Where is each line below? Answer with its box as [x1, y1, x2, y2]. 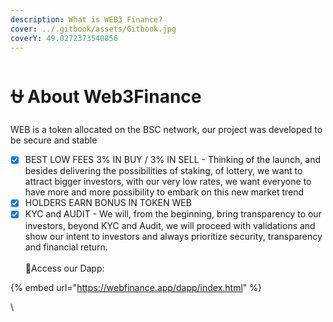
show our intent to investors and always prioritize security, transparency [24, 230, 323, 242]
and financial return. [24, 241, 108, 253]
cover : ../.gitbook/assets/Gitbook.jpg [10, 24, 177, 34]
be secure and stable [10, 134, 98, 146]
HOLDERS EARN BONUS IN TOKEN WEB [24, 197, 192, 209]
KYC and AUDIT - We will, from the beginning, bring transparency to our [24, 208, 322, 220]
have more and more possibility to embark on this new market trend [24, 186, 305, 198]
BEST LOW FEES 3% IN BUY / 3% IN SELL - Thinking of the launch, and [24, 154, 321, 166]
